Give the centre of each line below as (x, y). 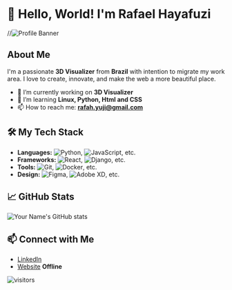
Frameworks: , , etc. (71, 159)
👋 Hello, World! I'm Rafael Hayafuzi (109, 14)
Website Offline (39, 267)
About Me (29, 55)
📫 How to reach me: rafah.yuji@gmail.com (80, 107)
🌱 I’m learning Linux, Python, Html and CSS (80, 99)
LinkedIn (29, 259)
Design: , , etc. (68, 174)
